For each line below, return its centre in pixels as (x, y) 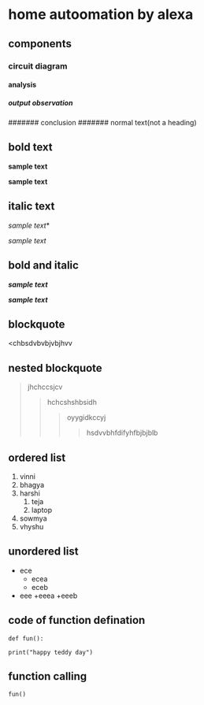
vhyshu (32, 526)
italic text (32, 206)
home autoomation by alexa (101, 15)
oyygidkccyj (86, 417)
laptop (42, 510)
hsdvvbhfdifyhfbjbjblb (122, 433)
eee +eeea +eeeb (48, 596)
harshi (30, 493)
